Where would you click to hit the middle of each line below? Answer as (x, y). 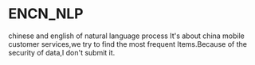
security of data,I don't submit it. (62, 52)
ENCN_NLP (46, 14)
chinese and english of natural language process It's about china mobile (127, 36)
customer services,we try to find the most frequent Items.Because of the (127, 44)
